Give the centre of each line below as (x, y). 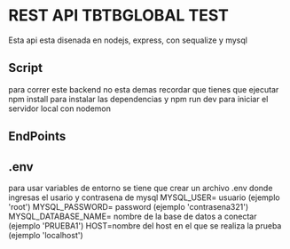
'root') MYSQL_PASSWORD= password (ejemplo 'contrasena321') (129, 206)
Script (26, 68)
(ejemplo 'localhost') (46, 235)
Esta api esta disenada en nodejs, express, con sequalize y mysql (128, 40)
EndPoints (37, 137)
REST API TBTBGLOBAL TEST (119, 16)
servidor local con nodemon (60, 108)
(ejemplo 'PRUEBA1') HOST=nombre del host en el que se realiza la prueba (145, 225)
